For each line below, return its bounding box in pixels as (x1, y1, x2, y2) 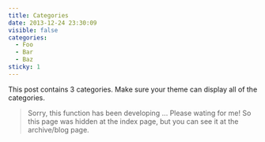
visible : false (8, 26, 59, 34)
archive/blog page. (27, 125, 89, 134)
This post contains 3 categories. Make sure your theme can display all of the (8, 84, 258, 94)
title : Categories (8, 11, 69, 20)
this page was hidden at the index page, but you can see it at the (27, 116, 239, 126)
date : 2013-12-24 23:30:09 (8, 19, 97, 27)
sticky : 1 (8, 63, 41, 71)
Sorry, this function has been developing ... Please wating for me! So (27, 108, 252, 118)
